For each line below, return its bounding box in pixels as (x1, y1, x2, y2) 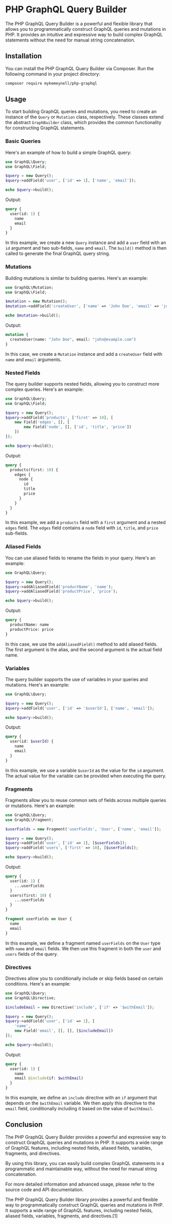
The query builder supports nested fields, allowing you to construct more (5, 380, 160, 387)
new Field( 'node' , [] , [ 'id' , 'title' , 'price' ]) (24, 425, 132, 430)
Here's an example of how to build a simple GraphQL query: (5, 149, 132, 155)
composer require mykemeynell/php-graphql (5, 81, 97, 86)
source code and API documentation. (5, 1186, 84, 1193)
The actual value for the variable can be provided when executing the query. (5, 773, 166, 779)
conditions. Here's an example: (5, 980, 71, 987)
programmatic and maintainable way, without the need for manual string (5, 1166, 157, 1172)
